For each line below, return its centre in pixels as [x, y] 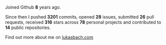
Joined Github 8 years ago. [33, 7]
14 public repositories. [28, 27]
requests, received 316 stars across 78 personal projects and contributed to [83, 22]
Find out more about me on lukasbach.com [49, 37]
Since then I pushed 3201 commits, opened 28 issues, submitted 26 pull [80, 17]
